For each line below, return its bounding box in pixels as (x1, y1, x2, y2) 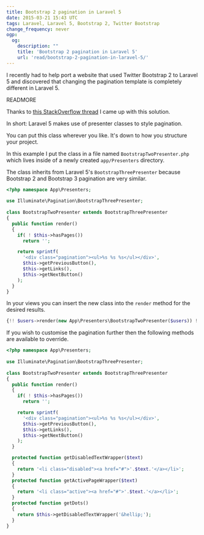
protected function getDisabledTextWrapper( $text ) (12, 455, 144, 461)
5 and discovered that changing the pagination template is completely (6, 78, 182, 85)
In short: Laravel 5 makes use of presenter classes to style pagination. (6, 120, 183, 127)
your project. (6, 138, 38, 146)
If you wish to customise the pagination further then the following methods (6, 329, 194, 336)
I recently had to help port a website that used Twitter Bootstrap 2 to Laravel (6, 71, 199, 78)
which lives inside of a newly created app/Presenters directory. (6, 157, 165, 164)
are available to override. (6, 336, 69, 343)
